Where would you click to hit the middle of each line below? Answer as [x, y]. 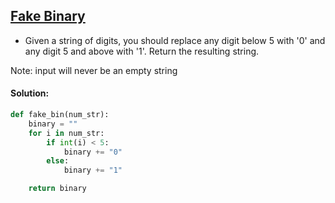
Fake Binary [48, 16]
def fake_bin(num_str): [60, 115]
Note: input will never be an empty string [94, 70]
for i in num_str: [66, 133]
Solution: [30, 93]
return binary [57, 189]
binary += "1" [93, 170]
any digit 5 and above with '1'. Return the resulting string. [142, 51]
